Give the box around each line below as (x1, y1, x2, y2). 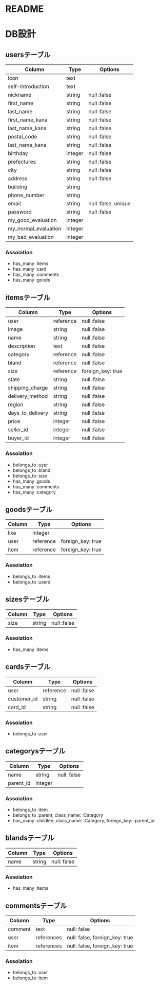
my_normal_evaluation (8, 225, 62, 232)
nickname (8, 91, 32, 98)
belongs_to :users (12, 578, 51, 585)
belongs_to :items (12, 573, 50, 579)
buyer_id (8, 434, 29, 442)
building (8, 183, 27, 190)
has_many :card (12, 266, 47, 272)
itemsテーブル (5, 293, 50, 302)
